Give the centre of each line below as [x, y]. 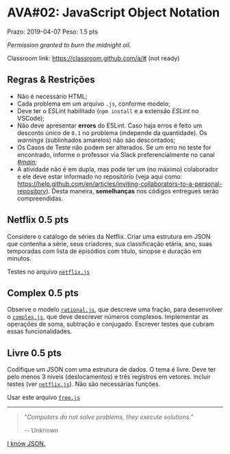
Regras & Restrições [51, 80]
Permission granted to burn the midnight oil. [69, 45]
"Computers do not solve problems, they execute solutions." [108, 417]
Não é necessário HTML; [52, 96]
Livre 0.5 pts [34, 353]
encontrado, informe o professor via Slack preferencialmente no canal [116, 154]
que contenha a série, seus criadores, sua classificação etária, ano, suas [110, 243]
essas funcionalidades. [40, 331]
